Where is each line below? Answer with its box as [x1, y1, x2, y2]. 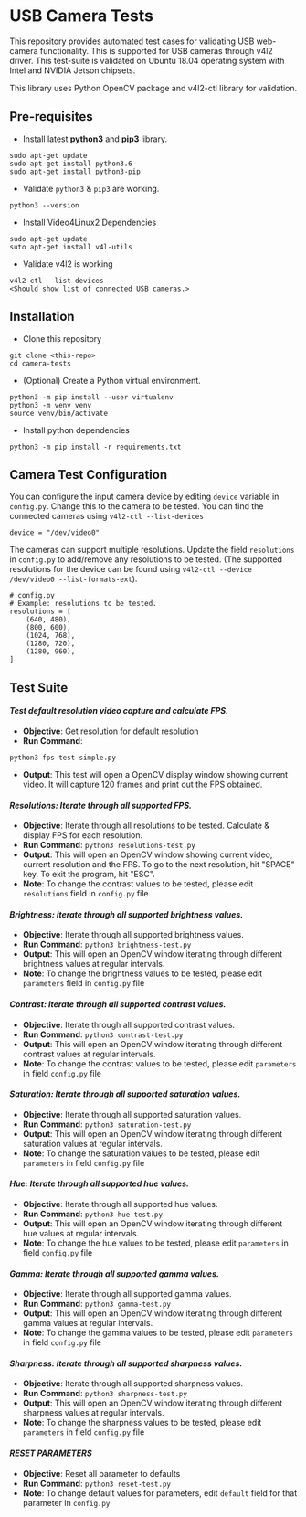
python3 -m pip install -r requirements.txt [9, 442, 182, 451]
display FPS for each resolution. [22, 830, 143, 841]
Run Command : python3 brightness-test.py [22, 939, 192, 950]
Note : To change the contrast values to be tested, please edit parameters [22, 1057, 297, 1069]
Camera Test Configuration [9, 467, 167, 483]
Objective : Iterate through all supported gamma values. [22, 1289, 232, 1300]
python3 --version [9, 200, 79, 210]
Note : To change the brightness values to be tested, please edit [22, 968, 263, 979]
